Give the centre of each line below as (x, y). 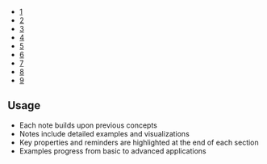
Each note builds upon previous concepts (88, 125)
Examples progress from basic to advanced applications (113, 151)
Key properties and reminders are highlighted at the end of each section (139, 142)
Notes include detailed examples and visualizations (104, 133)
